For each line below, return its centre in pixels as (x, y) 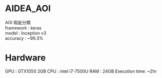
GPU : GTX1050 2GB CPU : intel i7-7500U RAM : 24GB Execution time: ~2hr (81, 71)
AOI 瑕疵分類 (18, 22)
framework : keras (23, 28)
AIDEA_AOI (28, 8)
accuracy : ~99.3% (24, 38)
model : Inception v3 (26, 33)
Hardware (25, 58)
